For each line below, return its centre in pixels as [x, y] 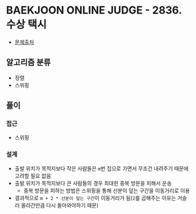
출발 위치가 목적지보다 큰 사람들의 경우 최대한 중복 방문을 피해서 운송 [93, 183]
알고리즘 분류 [29, 62]
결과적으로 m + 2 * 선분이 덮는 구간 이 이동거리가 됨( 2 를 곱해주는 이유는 [95, 197]
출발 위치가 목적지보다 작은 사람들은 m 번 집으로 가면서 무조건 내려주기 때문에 [102, 168]
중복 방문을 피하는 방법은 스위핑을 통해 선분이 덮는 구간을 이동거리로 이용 [107, 190]
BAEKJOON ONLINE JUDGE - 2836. [94, 10]
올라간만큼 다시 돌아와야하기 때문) [60, 205]
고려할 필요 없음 [33, 176]
